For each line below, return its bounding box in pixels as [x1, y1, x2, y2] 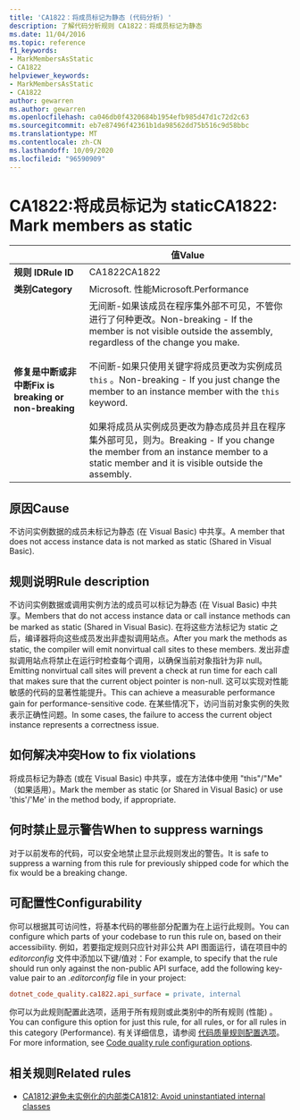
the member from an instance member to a [88, 446, 269, 459]
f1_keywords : [9, 46, 58, 55]
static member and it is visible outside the [88, 457, 263, 469]
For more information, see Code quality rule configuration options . [9, 1038, 253, 1048]
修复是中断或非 [13, 366, 78, 378]
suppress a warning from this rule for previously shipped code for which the [9, 857, 289, 868]
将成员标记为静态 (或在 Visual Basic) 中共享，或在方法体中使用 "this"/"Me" [9, 772, 283, 783]
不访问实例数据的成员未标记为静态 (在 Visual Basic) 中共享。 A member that [9, 526, 286, 537]
